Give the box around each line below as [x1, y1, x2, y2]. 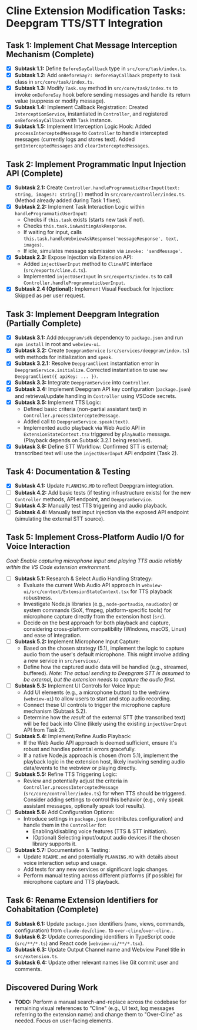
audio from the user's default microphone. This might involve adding [23, 650, 190, 658]
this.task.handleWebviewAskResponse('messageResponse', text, [23, 236, 179, 242]
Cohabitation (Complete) [6, 904, 99, 914]
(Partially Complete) [6, 318, 81, 328]
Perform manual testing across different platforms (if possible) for [23, 871, 183, 879]
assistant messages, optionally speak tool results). [23, 802, 146, 809]
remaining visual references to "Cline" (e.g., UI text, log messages [14, 1004, 175, 1012]
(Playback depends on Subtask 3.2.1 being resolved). [23, 436, 152, 443]
